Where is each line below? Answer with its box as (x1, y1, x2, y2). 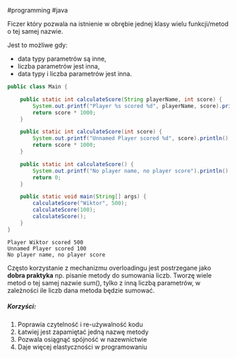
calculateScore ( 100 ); (32, 206, 97, 214)
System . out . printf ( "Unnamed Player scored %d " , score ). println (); (32, 135, 232, 142)
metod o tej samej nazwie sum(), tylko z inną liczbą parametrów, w (7, 278, 201, 287)
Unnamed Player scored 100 (7, 245, 87, 252)
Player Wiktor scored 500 (7, 239, 83, 246)
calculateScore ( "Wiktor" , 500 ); (32, 200, 128, 207)
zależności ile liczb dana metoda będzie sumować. (7, 286, 155, 294)
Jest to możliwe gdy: (7, 41, 68, 49)
